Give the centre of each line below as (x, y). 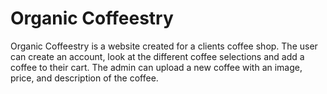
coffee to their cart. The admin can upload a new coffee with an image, (156, 67)
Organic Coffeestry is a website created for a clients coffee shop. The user (164, 46)
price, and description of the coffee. (84, 78)
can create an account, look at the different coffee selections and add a (157, 56)
